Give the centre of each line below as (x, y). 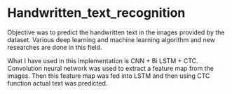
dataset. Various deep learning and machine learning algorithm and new (111, 39)
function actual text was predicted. (57, 83)
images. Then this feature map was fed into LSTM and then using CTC (109, 76)
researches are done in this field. (55, 47)
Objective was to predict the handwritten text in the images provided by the (116, 32)
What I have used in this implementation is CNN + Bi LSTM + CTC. (103, 60)
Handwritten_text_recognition (96, 13)
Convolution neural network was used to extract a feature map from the (110, 68)
